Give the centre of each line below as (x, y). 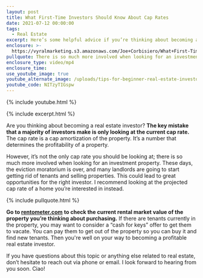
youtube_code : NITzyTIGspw (40, 85)
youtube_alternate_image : (39, 79)
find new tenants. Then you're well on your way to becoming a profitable (97, 238)
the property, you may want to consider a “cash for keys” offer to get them (99, 225)
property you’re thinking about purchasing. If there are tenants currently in (101, 218)
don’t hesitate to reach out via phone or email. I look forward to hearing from (101, 262)
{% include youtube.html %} (41, 102)
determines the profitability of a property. (58, 145)
